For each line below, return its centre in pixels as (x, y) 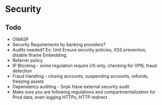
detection (22, 71)
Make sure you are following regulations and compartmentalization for (84, 92)
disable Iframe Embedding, (40, 55)
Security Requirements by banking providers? (59, 45)
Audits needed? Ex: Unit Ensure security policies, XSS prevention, (80, 50)
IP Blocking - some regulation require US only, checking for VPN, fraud (84, 66)
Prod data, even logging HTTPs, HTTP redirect (60, 97)
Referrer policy (27, 60)
